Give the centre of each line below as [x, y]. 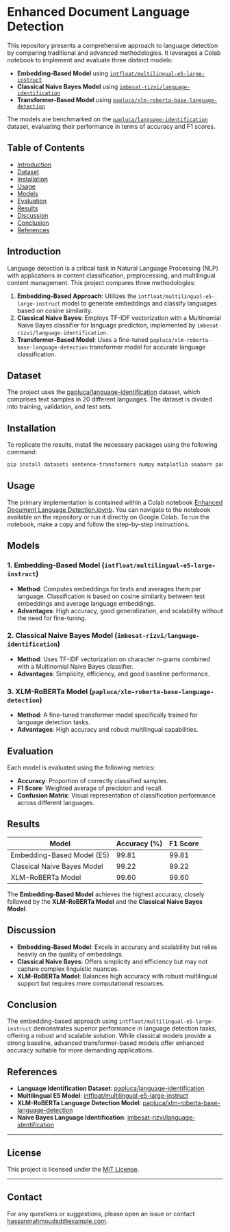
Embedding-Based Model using [62, 73]
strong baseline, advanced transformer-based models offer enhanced [105, 1043]
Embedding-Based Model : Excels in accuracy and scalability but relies [117, 947]
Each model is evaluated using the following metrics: [81, 767]
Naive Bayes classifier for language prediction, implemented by [106, 325]
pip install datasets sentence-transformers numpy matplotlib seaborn [110, 465]
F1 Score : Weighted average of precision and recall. [90, 788]
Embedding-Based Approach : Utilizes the [77, 296]
